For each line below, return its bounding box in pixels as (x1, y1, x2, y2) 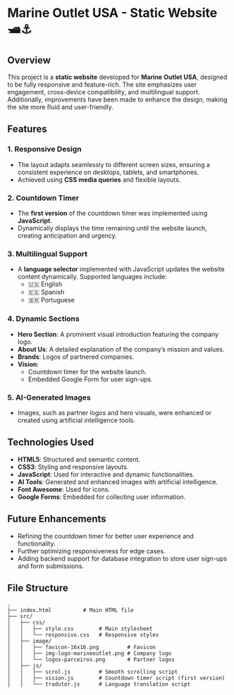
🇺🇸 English (27, 280, 63, 288)
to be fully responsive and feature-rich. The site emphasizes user (7, 80, 197, 89)
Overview (7, 54, 51, 66)
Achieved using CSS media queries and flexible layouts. (17, 175, 181, 184)
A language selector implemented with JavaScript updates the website (17, 265, 225, 273)
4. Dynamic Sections (7, 314, 80, 324)
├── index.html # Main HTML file (7, 607, 134, 614)
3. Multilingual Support (7, 249, 88, 259)
